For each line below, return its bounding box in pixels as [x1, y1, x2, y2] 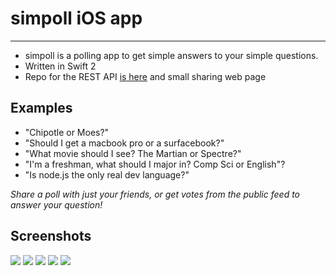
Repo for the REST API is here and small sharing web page [24, 70, 267, 82]
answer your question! [10, 198, 103, 211]
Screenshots [10, 228, 92, 245]
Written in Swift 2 [24, 60, 97, 72]
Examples [10, 100, 73, 117]
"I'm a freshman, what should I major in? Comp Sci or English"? [24, 158, 286, 170]
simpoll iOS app [10, 7, 143, 30]
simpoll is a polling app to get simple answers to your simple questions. [24, 49, 319, 61]
